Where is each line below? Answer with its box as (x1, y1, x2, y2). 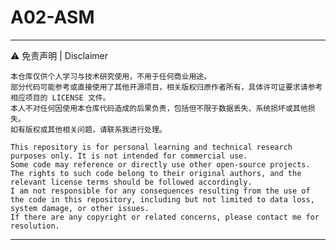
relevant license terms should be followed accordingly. (10, 177, 253, 187)
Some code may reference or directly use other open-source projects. (10, 159, 311, 170)
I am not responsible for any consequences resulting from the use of (10, 186, 311, 196)
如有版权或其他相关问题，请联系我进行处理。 (10, 124, 167, 135)
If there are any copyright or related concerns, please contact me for (10, 212, 320, 222)
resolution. (10, 221, 60, 231)
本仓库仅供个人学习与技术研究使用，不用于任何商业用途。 (10, 71, 212, 81)
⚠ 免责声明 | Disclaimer (10, 49, 109, 61)
